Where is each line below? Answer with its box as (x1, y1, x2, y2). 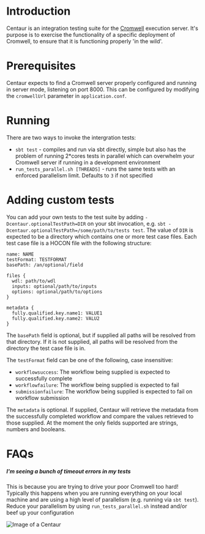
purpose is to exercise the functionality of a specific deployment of (6, 31, 176, 38)
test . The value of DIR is (132, 226, 194, 234)
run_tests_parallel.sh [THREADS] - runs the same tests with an (15, 165, 176, 172)
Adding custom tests (6, 193, 114, 207)
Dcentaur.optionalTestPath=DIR (6, 221, 86, 227)
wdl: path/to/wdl (12, 278, 56, 284)
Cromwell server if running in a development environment (15, 158, 161, 166)
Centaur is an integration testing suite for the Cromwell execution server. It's (6, 24, 199, 32)
